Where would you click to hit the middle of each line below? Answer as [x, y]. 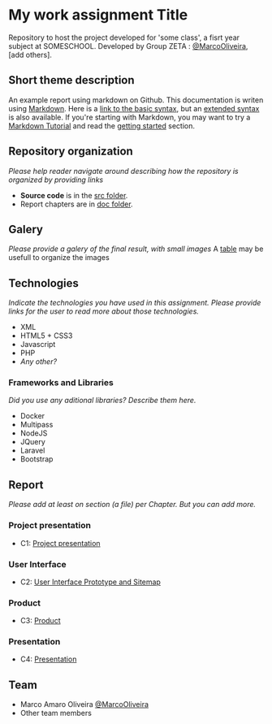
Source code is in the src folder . [74, 195]
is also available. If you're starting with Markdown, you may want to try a [130, 117]
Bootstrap [37, 459]
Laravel [32, 451]
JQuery [33, 442]
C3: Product [40, 621]
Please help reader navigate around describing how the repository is [123, 171]
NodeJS [34, 433]
